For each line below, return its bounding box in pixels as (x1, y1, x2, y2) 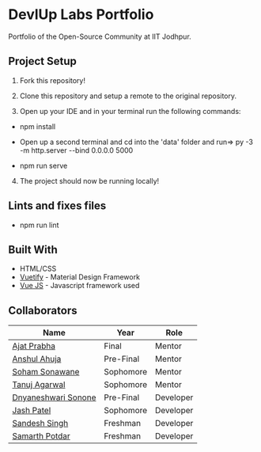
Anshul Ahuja (12, 354, 62, 365)
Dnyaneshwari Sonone (12, 392, 96, 403)
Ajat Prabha (12, 340, 55, 351)
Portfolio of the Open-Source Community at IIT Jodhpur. (8, 32, 191, 41)
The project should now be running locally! (19, 176, 160, 185)
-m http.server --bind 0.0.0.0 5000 (19, 145, 134, 155)
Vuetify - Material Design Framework (19, 272, 141, 282)
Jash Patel (12, 405, 51, 416)
